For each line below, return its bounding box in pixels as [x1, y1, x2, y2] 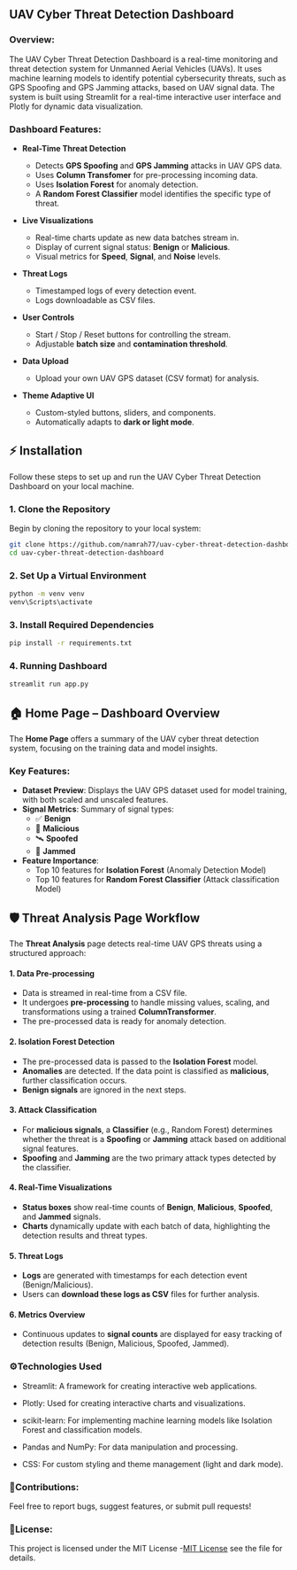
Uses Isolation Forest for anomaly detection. [34, 179, 199, 190]
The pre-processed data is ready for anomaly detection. [21, 1016, 227, 1027]
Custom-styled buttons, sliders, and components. [34, 407, 217, 417]
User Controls [21, 312, 75, 323]
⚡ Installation [9, 443, 83, 459]
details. [9, 1552, 36, 1563]
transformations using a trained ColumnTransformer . [21, 1007, 217, 1017]
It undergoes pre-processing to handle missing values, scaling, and [21, 997, 270, 1008]
